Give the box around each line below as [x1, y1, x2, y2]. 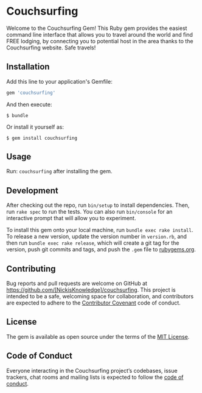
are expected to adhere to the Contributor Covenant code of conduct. [6, 299, 181, 306]
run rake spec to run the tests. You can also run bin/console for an [6, 208, 173, 215]
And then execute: [6, 101, 52, 108]
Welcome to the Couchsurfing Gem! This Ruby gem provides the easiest [6, 24, 187, 32]
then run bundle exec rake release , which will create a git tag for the [6, 239, 179, 247]
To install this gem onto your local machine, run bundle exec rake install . [6, 226, 193, 234]
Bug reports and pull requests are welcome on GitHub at [6, 279, 148, 287]
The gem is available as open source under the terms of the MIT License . [6, 333, 190, 340]
